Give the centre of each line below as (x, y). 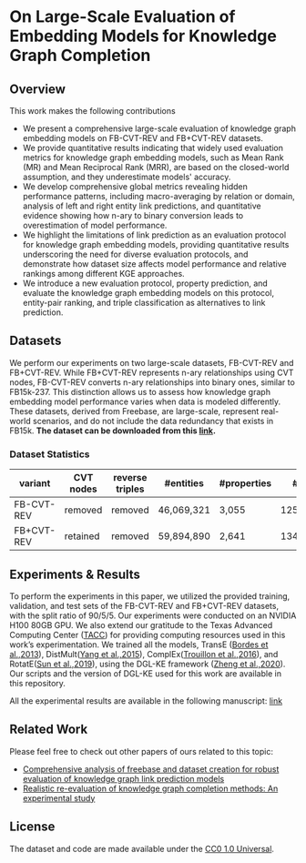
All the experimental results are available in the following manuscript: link (146, 701)
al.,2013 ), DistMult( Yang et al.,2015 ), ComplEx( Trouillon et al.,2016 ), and (144, 654)
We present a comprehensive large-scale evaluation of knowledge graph (159, 128)
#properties (245, 483)
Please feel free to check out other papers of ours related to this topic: (141, 751)
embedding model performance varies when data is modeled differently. (145, 401)
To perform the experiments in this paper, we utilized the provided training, (150, 596)
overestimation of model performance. (95, 225)
